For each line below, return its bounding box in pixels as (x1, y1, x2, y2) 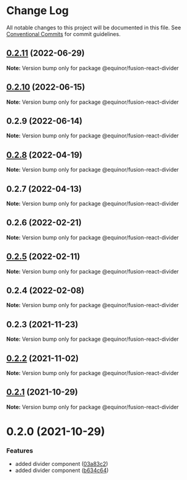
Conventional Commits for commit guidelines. (6, 30, 121, 37)
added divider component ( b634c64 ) (15, 467, 109, 474)
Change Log (6, 4, 69, 18)
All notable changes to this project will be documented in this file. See (6, 24, 182, 31)
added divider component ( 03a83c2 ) (15, 460, 108, 468)
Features (6, 446, 34, 455)
